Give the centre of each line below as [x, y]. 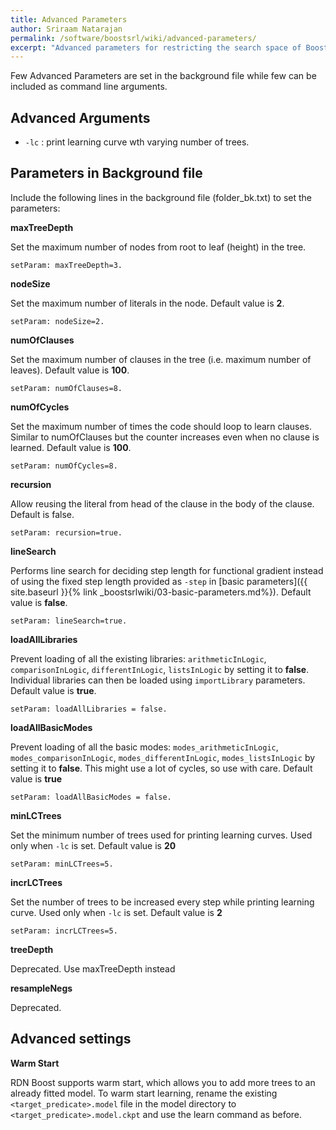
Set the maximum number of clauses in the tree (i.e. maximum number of [161, 359]
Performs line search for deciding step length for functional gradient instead [167, 570]
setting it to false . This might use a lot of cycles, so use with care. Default [161, 768]
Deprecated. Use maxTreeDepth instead [93, 968]
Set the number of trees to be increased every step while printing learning [162, 902]
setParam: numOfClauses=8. [66, 388]
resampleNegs [41, 988]
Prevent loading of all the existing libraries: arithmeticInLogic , [138, 658]
